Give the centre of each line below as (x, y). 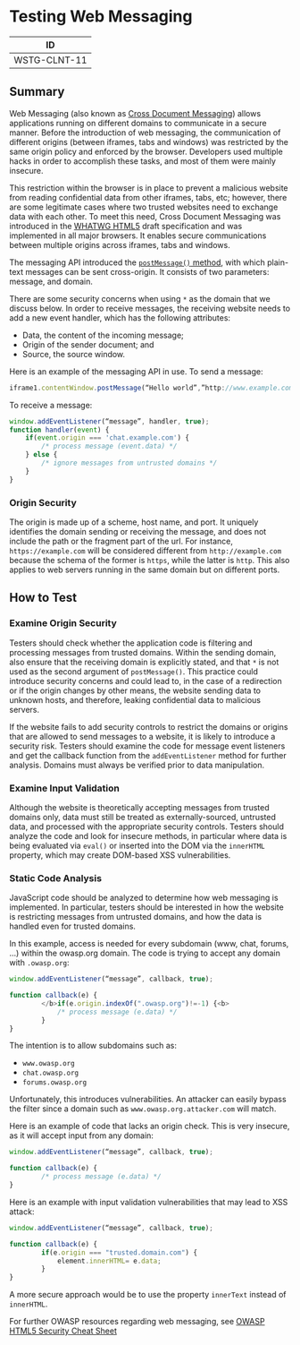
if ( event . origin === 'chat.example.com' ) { (108, 438)
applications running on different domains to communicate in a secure (138, 123)
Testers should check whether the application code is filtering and (131, 643)
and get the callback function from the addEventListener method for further (148, 755)
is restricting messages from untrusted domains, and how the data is (135, 917)
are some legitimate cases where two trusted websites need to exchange (144, 207)
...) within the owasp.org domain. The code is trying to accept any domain (145, 953)
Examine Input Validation (65, 788)
